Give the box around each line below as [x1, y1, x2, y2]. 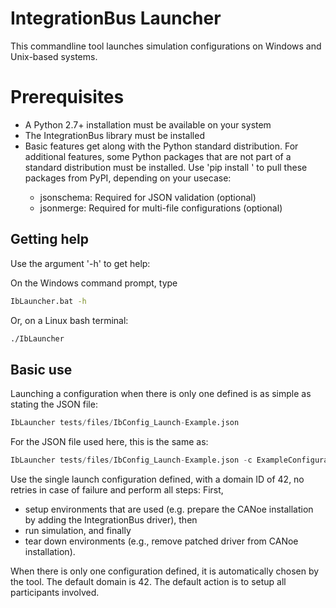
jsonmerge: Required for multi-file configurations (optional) [39, 202, 283, 214]
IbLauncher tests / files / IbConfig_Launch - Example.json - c [10, 455, 253, 466]
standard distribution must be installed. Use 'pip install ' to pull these [24, 161, 308, 173]
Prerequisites [10, 86, 125, 109]
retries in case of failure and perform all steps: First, [10, 484, 224, 496]
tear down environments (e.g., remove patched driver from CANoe [24, 535, 299, 547]
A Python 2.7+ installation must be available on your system [24, 118, 272, 131]
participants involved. [10, 587, 100, 598]
